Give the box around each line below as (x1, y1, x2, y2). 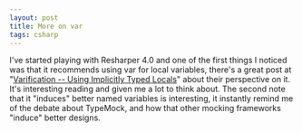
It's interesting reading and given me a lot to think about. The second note (9, 83, 286, 95)
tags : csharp (9, 30, 59, 39)
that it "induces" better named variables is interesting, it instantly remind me (9, 93, 294, 104)
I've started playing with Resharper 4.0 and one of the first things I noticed (9, 55, 287, 66)
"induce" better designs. (9, 112, 102, 123)
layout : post (9, 13, 59, 23)
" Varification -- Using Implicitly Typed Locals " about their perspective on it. (9, 74, 291, 85)
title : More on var (9, 22, 83, 31)
